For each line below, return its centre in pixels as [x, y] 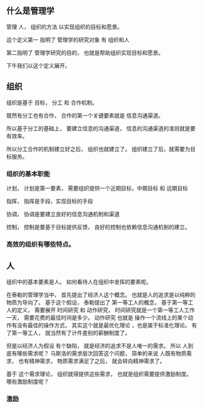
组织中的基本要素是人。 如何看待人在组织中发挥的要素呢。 [79, 281]
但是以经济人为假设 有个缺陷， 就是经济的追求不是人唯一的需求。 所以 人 [97, 345]
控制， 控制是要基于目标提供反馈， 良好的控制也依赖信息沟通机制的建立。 [98, 227]
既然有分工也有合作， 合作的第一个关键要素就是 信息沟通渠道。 [85, 115]
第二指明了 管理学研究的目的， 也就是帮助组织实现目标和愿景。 [85, 52]
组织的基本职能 [28, 174]
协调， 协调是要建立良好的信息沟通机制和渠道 [63, 214]
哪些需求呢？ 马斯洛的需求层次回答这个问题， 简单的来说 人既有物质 [101, 353]
